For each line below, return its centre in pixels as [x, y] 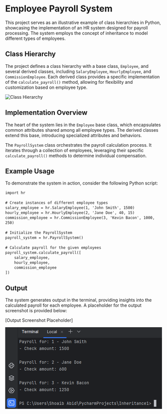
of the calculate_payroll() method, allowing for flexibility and [69, 82]
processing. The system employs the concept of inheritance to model [77, 33]
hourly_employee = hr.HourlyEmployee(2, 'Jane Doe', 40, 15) [70, 213]
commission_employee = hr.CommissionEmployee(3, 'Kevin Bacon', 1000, [80, 218]
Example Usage [30, 171]
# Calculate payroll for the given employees [53, 248]
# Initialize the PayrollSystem [39, 233]
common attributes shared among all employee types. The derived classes [82, 130]
